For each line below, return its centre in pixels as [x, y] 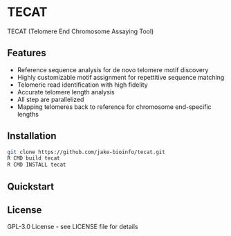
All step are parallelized [50, 99]
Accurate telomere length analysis [66, 92]
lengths [28, 114]
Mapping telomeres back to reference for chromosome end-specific [114, 107]
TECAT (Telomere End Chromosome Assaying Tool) [81, 31]
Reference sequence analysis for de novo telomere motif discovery [113, 69]
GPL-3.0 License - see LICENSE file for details [73, 227]
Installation [32, 136]
